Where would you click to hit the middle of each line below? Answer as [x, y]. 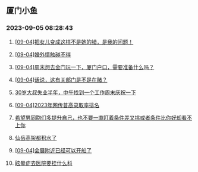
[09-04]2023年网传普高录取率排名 [57, 105]
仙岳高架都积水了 [36, 137]
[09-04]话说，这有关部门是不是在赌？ [61, 80]
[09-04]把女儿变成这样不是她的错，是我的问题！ [74, 42]
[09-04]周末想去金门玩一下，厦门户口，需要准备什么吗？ [84, 67]
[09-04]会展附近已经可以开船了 [53, 150]
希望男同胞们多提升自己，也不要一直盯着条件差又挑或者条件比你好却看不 [103, 117]
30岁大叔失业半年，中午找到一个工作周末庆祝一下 [76, 92]
